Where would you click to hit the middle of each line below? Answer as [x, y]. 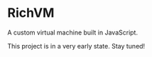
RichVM [31, 13]
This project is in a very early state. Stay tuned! [76, 46]
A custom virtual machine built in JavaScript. [73, 32]
